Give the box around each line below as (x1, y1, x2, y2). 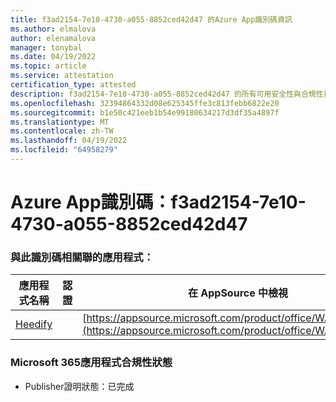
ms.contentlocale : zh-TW (10, 126, 114, 136)
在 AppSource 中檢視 (187, 286, 289, 300)
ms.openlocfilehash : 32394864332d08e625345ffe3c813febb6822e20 (10, 98, 280, 108)
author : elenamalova (10, 33, 97, 43)
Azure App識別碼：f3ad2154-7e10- (10, 191, 307, 214)
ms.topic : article (10, 61, 87, 71)
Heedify (15, 317, 53, 331)
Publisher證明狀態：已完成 (24, 380, 135, 392)
